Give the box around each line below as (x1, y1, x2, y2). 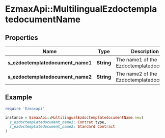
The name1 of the (116, 56, 157, 63)
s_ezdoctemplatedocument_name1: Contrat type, (9, 119, 107, 125)
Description (131, 48, 159, 55)
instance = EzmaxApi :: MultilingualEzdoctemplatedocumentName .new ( (5, 115, 144, 120)
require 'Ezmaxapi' (5, 106, 45, 111)
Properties (5, 33, 38, 42)
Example (5, 93, 32, 102)
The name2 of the (116, 70, 157, 77)
